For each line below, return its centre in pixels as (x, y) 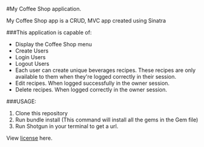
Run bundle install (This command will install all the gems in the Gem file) (107, 120)
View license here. (30, 138)
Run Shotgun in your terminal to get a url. (67, 126)
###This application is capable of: (49, 32)
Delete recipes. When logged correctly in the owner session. (91, 90)
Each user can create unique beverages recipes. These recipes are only (105, 70)
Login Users (30, 57)
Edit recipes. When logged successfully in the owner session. (92, 83)
